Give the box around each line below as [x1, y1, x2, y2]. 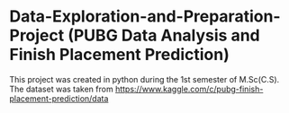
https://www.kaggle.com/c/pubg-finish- [115, 83, 264, 94]
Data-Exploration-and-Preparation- [9, 6, 281, 27]
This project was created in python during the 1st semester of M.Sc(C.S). [9, 74, 280, 84]
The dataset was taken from [9, 83, 114, 94]
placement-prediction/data [9, 92, 109, 104]
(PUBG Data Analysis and [67, 25, 261, 46]
